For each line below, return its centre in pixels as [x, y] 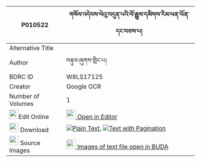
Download [34, 130]
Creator [20, 86]
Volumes [22, 104]
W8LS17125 [85, 77]
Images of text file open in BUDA [123, 147]
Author [19, 62]
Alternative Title [31, 48]
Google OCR [84, 86]
